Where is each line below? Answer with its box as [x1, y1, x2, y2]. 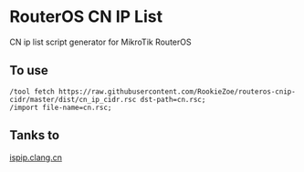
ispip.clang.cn [9, 152, 62, 163]
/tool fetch [9, 86, 55, 96]
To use [9, 63, 48, 78]
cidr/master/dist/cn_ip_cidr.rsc [9, 95, 137, 104]
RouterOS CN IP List [9, 6, 162, 27]
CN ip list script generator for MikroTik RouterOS [9, 36, 192, 47]
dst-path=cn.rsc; [140, 95, 206, 104]
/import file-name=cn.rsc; [9, 103, 112, 112]
